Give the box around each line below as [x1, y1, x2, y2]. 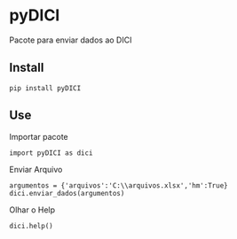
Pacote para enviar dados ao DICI [9, 35, 132, 45]
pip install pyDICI [9, 83, 82, 93]
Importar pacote [9, 131, 68, 142]
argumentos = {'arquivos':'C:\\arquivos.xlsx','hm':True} [9, 181, 228, 190]
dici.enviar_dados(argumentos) [9, 189, 125, 197]
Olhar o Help [9, 204, 56, 215]
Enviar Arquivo [9, 164, 63, 174]
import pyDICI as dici [9, 148, 93, 158]
